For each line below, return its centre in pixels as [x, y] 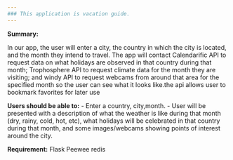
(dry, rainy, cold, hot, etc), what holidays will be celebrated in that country [114, 121]
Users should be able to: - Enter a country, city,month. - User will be [107, 105]
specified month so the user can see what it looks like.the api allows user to [116, 84]
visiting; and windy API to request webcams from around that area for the [113, 77]
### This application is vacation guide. [69, 14]
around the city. [30, 135]
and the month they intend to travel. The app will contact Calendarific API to [117, 55]
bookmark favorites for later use [54, 92]
